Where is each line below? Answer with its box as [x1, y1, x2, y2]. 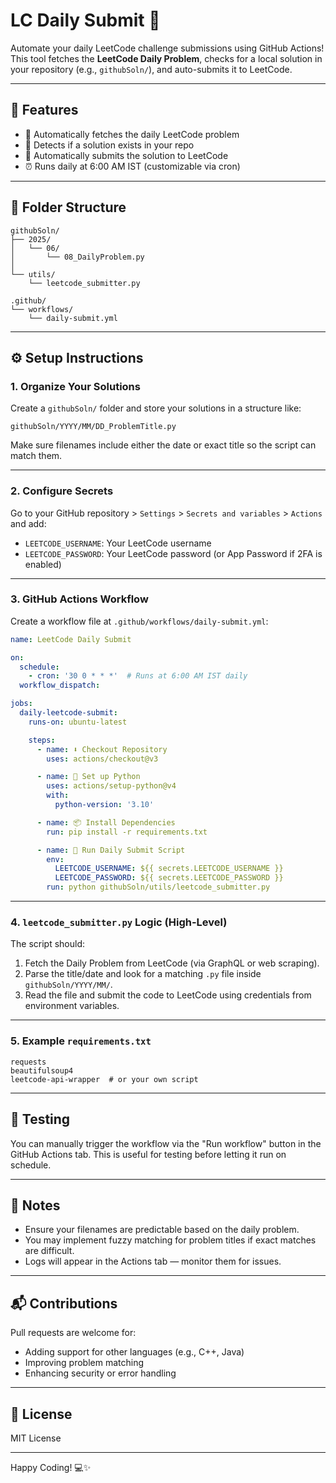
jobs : [10, 699, 33, 709]
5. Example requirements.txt [10, 1034, 152, 1048]
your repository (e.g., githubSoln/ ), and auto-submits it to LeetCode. [10, 63, 293, 75]
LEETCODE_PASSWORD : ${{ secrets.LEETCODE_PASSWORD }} [54, 873, 284, 883]
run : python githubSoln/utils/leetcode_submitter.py [46, 882, 271, 893]
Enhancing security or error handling [24, 1367, 177, 1379]
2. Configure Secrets [10, 484, 114, 498]
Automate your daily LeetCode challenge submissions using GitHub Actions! [10, 42, 325, 54]
